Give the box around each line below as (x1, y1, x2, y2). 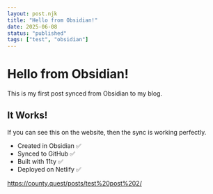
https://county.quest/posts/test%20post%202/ (7, 179, 143, 187)
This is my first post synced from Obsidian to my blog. (7, 89, 162, 98)
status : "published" (7, 29, 68, 37)
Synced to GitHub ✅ (17, 149, 75, 158)
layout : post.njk (7, 10, 58, 17)
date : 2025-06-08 (7, 23, 58, 30)
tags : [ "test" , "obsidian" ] (7, 36, 89, 43)
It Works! (7, 110, 48, 121)
